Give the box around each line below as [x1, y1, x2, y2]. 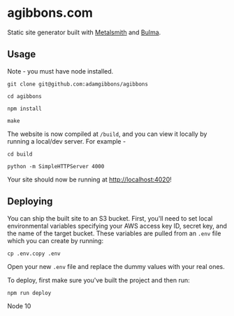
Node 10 [7, 301, 31, 310]
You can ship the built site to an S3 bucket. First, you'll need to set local [7, 214, 213, 222]
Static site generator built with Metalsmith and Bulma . [7, 28, 161, 36]
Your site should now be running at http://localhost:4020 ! [7, 175, 173, 184]
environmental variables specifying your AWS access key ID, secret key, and [7, 221, 227, 230]
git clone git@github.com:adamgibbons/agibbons [7, 81, 149, 88]
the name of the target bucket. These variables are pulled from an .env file [7, 229, 221, 238]
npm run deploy [7, 289, 52, 296]
